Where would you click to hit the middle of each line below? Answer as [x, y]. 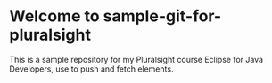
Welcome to [54, 16]
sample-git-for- [162, 16]
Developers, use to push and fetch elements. [91, 69]
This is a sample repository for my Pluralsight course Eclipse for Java [136, 59]
